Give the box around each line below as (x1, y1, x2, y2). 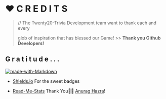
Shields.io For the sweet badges (12, 78, 80, 84)
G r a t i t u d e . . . (5, 55, 60, 64)
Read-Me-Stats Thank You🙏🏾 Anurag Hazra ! (12, 88, 105, 94)
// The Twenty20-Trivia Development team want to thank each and (17, 20, 157, 26)
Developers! (17, 40, 45, 46)
